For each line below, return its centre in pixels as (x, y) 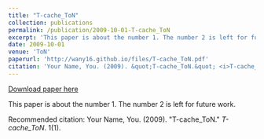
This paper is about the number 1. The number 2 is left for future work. (122, 104)
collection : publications (50, 23)
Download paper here (43, 89)
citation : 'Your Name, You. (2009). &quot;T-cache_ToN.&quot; (112, 67)
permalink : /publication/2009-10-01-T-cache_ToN (89, 30)
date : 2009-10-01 (37, 45)
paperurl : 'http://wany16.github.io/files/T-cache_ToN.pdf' (109, 60)
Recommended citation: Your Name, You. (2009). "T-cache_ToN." (114, 119)
